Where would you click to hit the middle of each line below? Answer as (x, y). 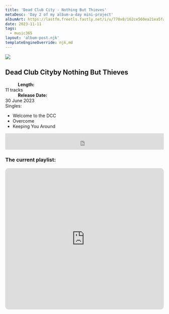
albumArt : (16, 19)
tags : (11, 29)
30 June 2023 (20, 100)
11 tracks (14, 90)
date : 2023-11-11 (23, 24)
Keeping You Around (34, 126)
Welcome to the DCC (34, 116)
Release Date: (33, 95)
